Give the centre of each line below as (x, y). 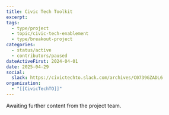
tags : (13, 23)
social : (16, 72)
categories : (21, 45)
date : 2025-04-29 (28, 67)
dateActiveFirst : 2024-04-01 (42, 61)
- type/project (30, 28)
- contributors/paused (39, 56)
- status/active (31, 50)
